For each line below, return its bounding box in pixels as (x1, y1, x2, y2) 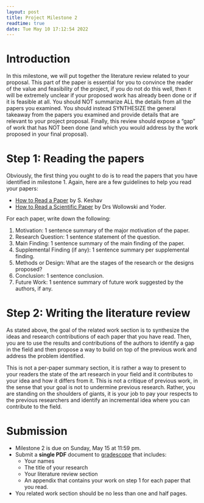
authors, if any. (15, 285, 53, 292)
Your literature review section (24, 470, 99, 477)
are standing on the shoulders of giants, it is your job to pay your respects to (6, 390, 198, 398)
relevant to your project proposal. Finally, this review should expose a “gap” (6, 118, 196, 125)
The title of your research (24, 464, 88, 471)
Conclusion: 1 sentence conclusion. (15, 272, 105, 280)
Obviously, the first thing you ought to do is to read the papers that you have (6, 172, 198, 180)
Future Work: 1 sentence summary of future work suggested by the (15, 278, 184, 286)
